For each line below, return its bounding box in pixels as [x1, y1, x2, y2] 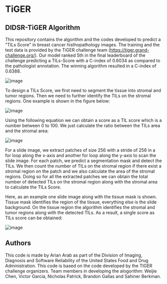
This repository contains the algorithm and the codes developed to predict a [5, 36, 161, 42]
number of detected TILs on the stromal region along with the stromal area [5, 179, 158, 185]
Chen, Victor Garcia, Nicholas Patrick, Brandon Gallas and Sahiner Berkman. [5, 273, 162, 279]
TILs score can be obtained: [5, 215, 63, 221]
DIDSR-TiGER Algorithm [5, 23, 81, 32]
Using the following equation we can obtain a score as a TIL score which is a [5, 117, 162, 123]
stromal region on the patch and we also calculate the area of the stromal [5, 168, 155, 174]
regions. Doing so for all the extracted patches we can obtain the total [5, 174, 148, 180]
